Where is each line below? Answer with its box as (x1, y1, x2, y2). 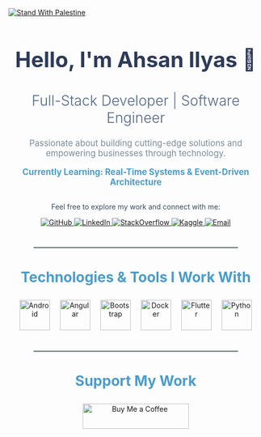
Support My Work (75, 372, 196, 390)
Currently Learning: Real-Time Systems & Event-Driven (22, 167, 250, 178)
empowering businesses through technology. (45, 148, 226, 159)
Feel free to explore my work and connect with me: (51, 202, 221, 212)
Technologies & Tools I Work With (20, 268, 251, 286)
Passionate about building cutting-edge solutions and (29, 138, 242, 149)
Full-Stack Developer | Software (32, 91, 240, 109)
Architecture (109, 176, 162, 188)
